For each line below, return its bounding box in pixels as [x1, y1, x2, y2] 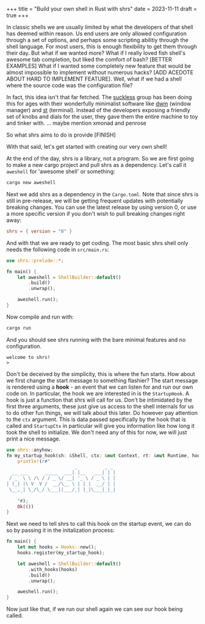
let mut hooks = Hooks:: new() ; [17, 544, 97, 550]
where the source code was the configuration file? [6, 82, 133, 89]
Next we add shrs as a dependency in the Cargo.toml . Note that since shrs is [6, 190, 199, 197]
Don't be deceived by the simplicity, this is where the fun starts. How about [6, 370, 195, 377]
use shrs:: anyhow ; [6, 447, 53, 453]
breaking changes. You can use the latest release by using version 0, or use [6, 204, 197, 211]
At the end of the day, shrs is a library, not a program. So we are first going [6, 155, 194, 162]
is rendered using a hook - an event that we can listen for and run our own [6, 383, 193, 391]
